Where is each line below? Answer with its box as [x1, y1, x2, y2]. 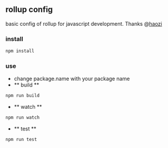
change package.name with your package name [13, 75, 130, 82]
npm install [5, 48, 34, 54]
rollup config [5, 5, 53, 15]
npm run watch [5, 115, 40, 121]
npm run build [5, 93, 40, 99]
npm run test [5, 137, 37, 143]
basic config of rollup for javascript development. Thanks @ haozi [5, 20, 163, 27]
